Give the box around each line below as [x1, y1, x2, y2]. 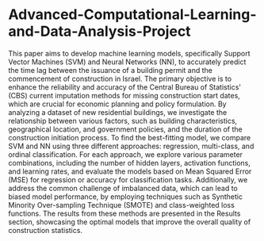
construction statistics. [8, 225, 83, 235]
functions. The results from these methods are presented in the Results [8, 208, 241, 218]
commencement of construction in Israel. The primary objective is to [8, 74, 232, 83]
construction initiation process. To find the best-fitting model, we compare [8, 132, 251, 142]
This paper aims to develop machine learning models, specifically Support [8, 48, 251, 58]
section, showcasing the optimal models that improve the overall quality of [8, 216, 251, 227]
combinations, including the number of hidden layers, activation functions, [8, 158, 251, 167]
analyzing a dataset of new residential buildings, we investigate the [8, 107, 228, 117]
